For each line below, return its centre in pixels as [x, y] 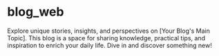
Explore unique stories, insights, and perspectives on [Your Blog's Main [109, 31]
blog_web [36, 12]
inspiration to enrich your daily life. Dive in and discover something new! [109, 45]
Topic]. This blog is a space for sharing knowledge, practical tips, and [106, 38]
